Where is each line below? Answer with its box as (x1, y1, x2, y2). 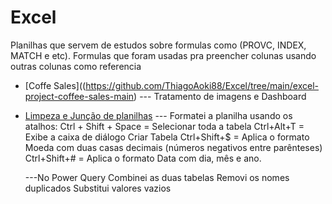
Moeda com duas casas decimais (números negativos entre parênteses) (24, 141, 323, 153)
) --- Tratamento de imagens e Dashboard (133, 90, 307, 102)
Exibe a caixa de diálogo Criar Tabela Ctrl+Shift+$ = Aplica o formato (24, 131, 310, 143)
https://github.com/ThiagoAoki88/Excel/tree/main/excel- (85, 79, 319, 91)
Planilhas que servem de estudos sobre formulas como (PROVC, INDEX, (10, 39, 307, 51)
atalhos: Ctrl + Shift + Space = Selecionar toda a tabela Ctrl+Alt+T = (24, 120, 305, 132)
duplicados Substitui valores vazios (24, 182, 172, 194)
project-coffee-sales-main (24, 90, 135, 102)
